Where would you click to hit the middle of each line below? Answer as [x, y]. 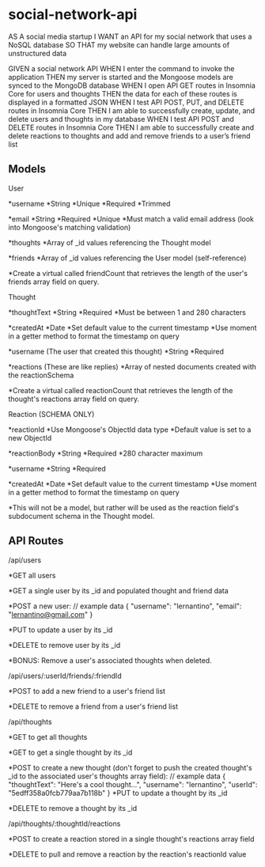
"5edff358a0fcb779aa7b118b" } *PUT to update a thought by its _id [118, 793]
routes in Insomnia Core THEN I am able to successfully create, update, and [132, 110]
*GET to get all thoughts [48, 736]
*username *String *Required [57, 468]
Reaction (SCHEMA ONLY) [51, 414]
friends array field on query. [54, 282]
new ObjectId [30, 437]
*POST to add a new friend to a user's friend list [87, 691]
